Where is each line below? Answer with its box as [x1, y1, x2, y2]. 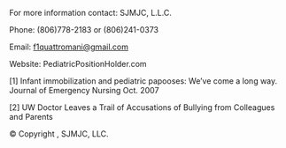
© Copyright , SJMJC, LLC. [9, 129, 109, 139]
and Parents [9, 112, 53, 122]
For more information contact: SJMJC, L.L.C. [9, 8, 173, 18]
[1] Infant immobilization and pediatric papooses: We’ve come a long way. [9, 76, 278, 86]
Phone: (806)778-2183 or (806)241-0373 [9, 25, 159, 34]
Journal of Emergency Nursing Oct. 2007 [9, 85, 159, 95]
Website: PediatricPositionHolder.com [9, 59, 148, 69]
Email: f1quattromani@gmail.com [9, 41, 128, 52]
